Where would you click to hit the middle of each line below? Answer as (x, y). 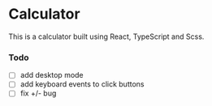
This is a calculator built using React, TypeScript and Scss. (106, 36)
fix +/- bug (38, 93)
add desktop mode (52, 75)
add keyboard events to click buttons (82, 84)
